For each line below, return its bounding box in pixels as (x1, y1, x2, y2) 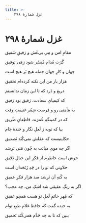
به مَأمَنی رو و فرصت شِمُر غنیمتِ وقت (5, 107, 75, 113)
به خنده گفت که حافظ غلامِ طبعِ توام (5, 203, 70, 209)
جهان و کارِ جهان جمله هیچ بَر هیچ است (5, 69, 75, 75)
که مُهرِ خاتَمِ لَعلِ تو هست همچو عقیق (5, 193, 73, 199)
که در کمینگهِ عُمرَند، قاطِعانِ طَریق (5, 117, 68, 123)
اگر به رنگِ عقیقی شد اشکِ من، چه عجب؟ (5, 183, 82, 189)
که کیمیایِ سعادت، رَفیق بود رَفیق (5, 97, 65, 103)
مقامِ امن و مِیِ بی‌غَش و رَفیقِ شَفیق (5, 49, 71, 55)
